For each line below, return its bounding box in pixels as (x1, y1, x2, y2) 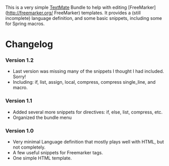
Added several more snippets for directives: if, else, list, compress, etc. (12, 109, 163, 115)
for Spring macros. (5, 20, 45, 27)
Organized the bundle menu (12, 114, 72, 121)
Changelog (5, 38, 53, 50)
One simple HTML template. (12, 155, 72, 161)
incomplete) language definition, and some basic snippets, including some (5, 15, 162, 21)
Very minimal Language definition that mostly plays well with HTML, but (12, 139, 164, 145)
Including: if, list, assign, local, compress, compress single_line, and (12, 79, 156, 85)
